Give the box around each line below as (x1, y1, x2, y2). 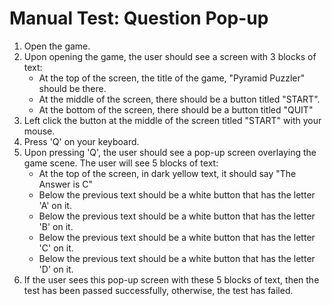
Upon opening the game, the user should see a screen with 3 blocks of (23, 50, 317, 62)
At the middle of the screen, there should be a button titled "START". (38, 93, 321, 105)
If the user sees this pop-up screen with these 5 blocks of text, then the (23, 273, 320, 286)
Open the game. (23, 40, 91, 52)
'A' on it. (38, 199, 72, 211)
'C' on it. (38, 242, 74, 254)
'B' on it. (38, 220, 74, 232)
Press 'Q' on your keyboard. (23, 135, 140, 147)
